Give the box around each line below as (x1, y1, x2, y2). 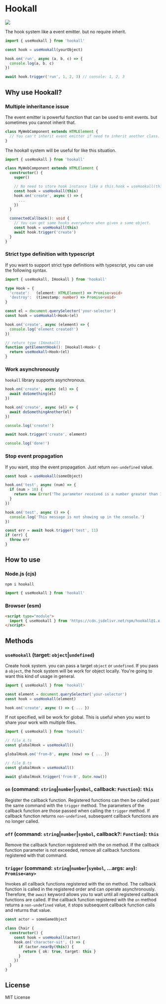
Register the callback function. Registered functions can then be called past (5, 797, 160, 803)
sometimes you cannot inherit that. (5, 119, 76, 125)
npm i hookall (5, 582, 35, 587)
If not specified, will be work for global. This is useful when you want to (5, 714, 151, 720)
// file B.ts (5, 761, 32, 766)
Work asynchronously (5, 365, 60, 372)
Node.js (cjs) (5, 571, 37, 578)
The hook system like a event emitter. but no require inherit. (5, 28, 126, 35)
